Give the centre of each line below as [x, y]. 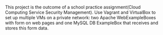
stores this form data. [27, 28]
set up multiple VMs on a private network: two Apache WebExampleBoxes [81, 17]
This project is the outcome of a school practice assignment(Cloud [73, 7]
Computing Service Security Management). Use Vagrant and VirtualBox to [81, 12]
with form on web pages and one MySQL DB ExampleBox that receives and [82, 23]
